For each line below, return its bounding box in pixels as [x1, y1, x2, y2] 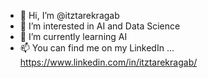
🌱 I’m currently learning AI [19, 31, 128, 42]
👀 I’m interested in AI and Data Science [19, 20, 181, 32]
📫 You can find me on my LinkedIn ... [19, 42, 175, 54]
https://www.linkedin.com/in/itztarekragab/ [19, 56, 198, 68]
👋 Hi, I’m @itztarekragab [19, 10, 120, 21]
